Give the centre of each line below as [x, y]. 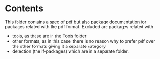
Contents [24, 8]
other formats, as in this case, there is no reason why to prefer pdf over [83, 41]
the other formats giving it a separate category [59, 46]
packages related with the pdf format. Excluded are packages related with [79, 26]
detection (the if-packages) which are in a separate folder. [70, 51]
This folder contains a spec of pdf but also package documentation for [76, 22]
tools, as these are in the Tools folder [49, 36]
